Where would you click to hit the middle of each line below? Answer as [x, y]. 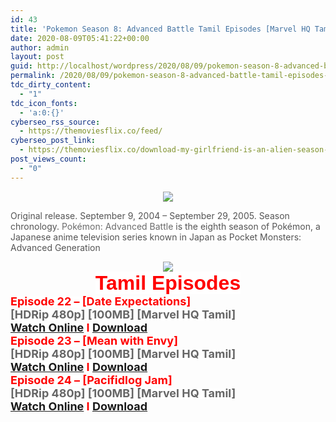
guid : [21, 66]
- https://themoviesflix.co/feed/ [91, 131]
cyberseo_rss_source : [55, 122]
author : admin [40, 47]
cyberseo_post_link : [53, 141]
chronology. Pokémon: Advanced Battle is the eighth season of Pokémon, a [165, 226]
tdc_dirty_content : [51, 85]
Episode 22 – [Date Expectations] [101, 301]
